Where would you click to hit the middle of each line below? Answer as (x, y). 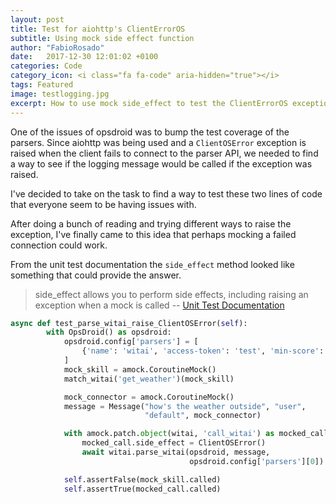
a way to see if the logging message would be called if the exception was (161, 163)
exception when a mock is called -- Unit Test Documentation (159, 305)
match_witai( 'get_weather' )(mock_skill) (149, 379)
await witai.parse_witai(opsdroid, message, (176, 452)
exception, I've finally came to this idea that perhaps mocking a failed (153, 234)
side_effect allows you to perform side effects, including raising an (171, 294)
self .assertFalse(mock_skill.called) (142, 479)
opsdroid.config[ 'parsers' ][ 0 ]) (257, 461)
